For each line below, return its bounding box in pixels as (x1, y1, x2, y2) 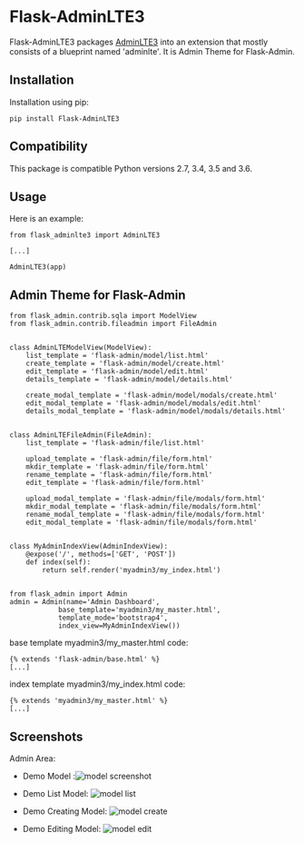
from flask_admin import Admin (9, 590, 128, 599)
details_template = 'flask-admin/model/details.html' (25, 375, 233, 384)
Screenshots (9, 729, 83, 744)
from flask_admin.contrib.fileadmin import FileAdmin (9, 320, 218, 329)
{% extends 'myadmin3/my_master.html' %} (9, 697, 169, 706)
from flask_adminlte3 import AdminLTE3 (9, 231, 161, 240)
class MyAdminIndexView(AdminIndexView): (9, 542, 169, 551)
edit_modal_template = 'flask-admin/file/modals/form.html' (25, 518, 258, 528)
